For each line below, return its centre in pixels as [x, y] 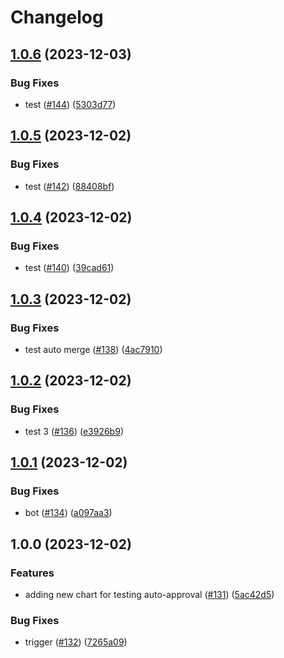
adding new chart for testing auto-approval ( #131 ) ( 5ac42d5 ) [149, 594]
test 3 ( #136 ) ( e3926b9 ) [74, 431]
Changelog [57, 17]
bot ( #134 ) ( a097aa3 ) [68, 513]
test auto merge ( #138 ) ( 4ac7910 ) [93, 349]
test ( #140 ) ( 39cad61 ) [69, 268]
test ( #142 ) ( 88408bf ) [69, 186]
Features [32, 573]
